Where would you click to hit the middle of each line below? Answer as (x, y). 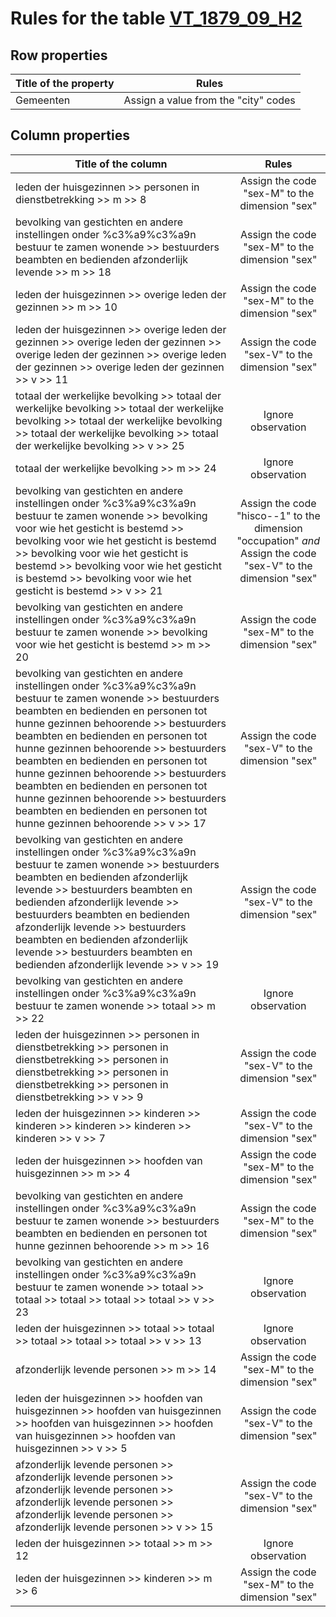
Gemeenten (43, 100)
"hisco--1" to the (278, 515)
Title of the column (121, 164)
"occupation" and (278, 540)
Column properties (70, 135)
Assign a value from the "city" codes (209, 100)
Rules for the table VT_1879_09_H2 (156, 18)
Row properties (59, 55)
